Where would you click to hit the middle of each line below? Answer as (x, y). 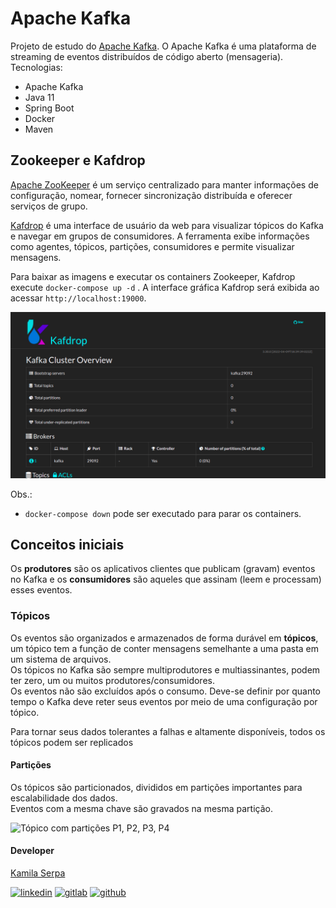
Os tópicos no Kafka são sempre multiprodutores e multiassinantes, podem (165, 669)
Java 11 (39, 97)
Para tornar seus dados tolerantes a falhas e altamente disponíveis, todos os (168, 731)
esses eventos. (41, 590)
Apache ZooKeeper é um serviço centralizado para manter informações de (164, 184)
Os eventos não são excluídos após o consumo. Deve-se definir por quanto (165, 691)
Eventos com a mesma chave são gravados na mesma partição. (141, 808)
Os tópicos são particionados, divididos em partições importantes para (156, 787)
